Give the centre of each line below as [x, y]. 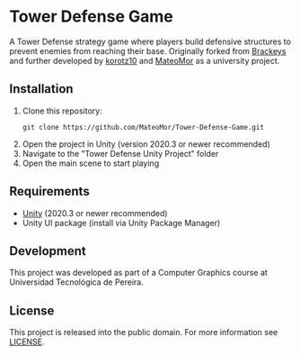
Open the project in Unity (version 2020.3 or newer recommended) [146, 144]
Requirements [49, 191]
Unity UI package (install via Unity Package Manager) [121, 223]
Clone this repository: [62, 111]
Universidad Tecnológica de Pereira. [76, 282]
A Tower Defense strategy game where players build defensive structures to [150, 41]
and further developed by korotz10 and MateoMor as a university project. [145, 60]
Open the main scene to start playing [91, 163]
